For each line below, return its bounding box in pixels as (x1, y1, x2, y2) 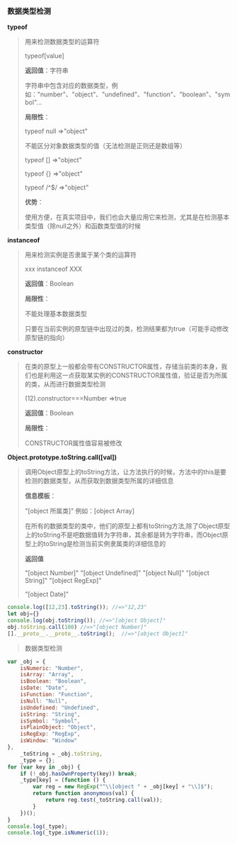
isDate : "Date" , (20, 684, 69, 692)
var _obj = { (7, 658, 46, 665)
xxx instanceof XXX (24, 264, 83, 274)
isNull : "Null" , (20, 697, 69, 705)
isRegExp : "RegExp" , (20, 730, 81, 738)
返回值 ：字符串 (24, 66, 69, 75)
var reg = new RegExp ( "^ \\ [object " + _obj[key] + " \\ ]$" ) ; (33, 783, 214, 791)
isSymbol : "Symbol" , (20, 718, 81, 725)
